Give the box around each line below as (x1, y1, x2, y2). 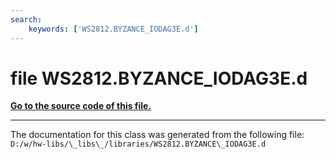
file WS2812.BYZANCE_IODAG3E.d (10, 67, 308, 90)
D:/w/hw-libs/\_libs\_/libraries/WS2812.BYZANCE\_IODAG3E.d (10, 139, 267, 150)
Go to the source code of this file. (10, 100, 152, 112)
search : (10, 14, 43, 25)
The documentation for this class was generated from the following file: (10, 129, 305, 141)
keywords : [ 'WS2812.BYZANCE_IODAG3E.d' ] (28, 24, 199, 34)
